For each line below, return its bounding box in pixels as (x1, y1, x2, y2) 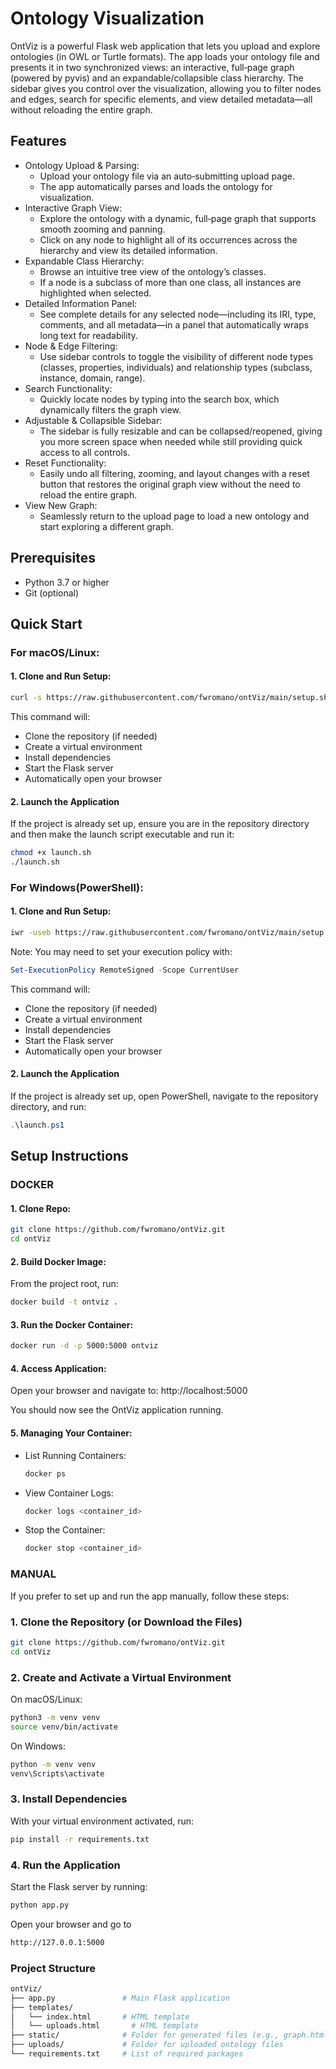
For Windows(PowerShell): (10, 880, 144, 894)
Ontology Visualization (10, 7, 205, 30)
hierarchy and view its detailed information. (39, 244, 218, 256)
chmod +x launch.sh (10, 848, 92, 858)
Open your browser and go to (10, 1918, 132, 1930)
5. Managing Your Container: (10, 1427, 133, 1439)
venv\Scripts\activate (10, 1768, 105, 1779)
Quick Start (10, 615, 83, 632)
